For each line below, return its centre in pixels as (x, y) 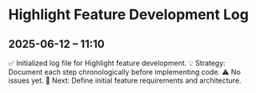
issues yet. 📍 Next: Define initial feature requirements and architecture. (125, 80)
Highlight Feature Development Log (129, 15)
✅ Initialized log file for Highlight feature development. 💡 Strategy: (117, 63)
